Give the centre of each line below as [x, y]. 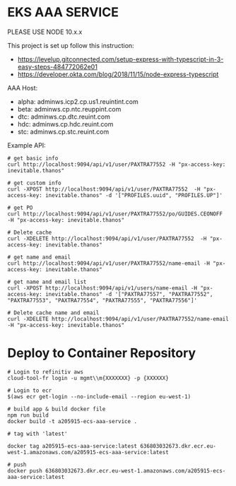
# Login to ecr [30, 390]
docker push [25, 470]
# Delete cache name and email [53, 313]
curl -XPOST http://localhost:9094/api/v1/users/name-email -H [102, 288]
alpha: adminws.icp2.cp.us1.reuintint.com [78, 101]
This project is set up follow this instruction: [71, 45]
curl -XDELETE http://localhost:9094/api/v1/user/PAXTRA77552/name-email [118, 319]
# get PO [20, 208]
